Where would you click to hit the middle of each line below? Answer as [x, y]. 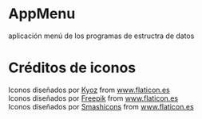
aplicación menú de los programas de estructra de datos [101, 36]
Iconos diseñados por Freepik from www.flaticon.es [93, 98]
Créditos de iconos [72, 68]
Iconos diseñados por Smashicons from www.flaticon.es [101, 106]
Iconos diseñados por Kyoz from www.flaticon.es [89, 90]
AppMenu [42, 14]
